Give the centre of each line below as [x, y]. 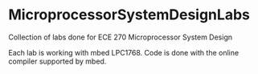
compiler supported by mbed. [57, 61]
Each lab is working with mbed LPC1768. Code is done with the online [124, 52]
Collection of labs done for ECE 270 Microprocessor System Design [121, 37]
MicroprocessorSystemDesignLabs [129, 15]
